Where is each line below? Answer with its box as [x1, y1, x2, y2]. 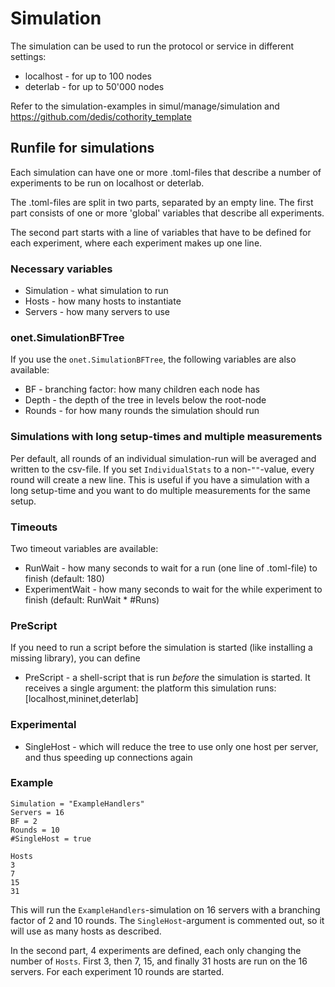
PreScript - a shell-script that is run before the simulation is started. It [24, 672, 311, 684]
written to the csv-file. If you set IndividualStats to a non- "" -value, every [10, 463, 315, 475]
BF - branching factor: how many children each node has [24, 383, 260, 396]
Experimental [10, 718, 77, 732]
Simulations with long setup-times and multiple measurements [10, 430, 323, 444]
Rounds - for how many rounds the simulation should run [24, 405, 260, 417]
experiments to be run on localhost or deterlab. [10, 177, 205, 189]
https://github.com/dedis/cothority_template [10, 110, 192, 122]
